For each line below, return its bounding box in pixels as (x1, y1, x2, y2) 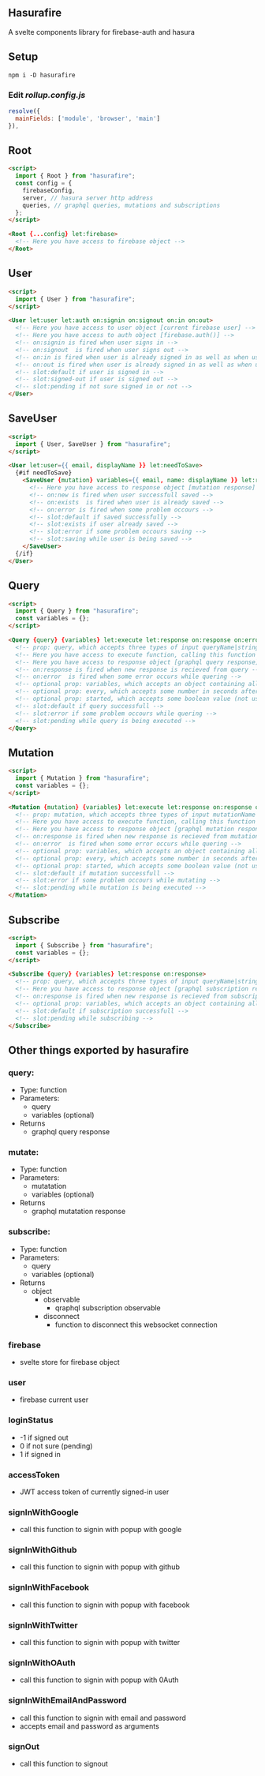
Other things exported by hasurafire (8, 1043, 189, 1057)
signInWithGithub (8, 1545, 77, 1556)
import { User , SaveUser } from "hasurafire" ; (15, 440, 171, 448)
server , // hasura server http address (22, 193, 154, 202)
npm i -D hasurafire (8, 71, 77, 79)
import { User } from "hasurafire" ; (15, 295, 136, 303)
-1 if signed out (19, 1433, 69, 1442)
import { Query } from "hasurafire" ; (15, 607, 140, 615)
